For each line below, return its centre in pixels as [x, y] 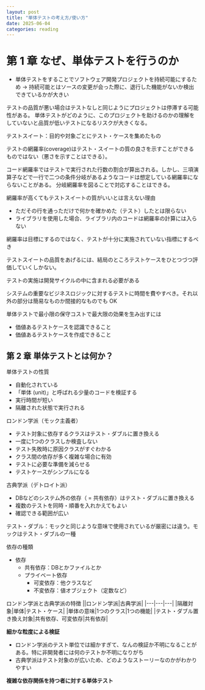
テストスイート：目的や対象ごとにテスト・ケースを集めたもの [84, 136]
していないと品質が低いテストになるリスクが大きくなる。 [78, 123]
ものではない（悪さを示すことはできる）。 [59, 157]
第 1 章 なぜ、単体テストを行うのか [92, 61]
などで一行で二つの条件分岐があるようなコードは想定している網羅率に [105, 177]
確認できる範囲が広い [42, 513]
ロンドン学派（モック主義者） [44, 421]
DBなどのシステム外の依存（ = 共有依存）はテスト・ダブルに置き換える [105, 498]
